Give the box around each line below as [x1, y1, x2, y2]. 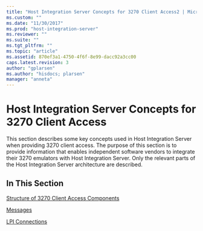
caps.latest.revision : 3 [6, 59, 69, 65]
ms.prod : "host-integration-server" [6, 25, 98, 32]
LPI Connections [6, 218, 47, 225]
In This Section [6, 178, 64, 189]
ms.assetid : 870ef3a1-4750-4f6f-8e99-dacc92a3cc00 [6, 54, 137, 60]
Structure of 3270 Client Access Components [6, 194, 120, 201]
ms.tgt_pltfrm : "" [6, 43, 53, 49]
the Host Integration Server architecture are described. [6, 161, 143, 168]
